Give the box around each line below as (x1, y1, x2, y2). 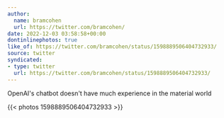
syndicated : (7, 57, 43, 64)
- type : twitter (7, 63, 55, 70)
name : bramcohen (13, 17, 62, 24)
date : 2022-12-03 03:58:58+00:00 (7, 30, 106, 37)
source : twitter (7, 50, 55, 57)
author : (7, 10, 30, 18)
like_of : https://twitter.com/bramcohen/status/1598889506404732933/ (7, 43, 218, 50)
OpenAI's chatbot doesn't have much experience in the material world (7, 89, 212, 98)
